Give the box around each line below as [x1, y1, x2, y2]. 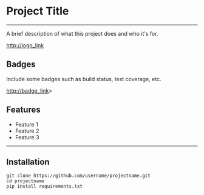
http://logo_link [6, 41, 44, 49]
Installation [6, 156, 50, 167]
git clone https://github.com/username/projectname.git [6, 173, 151, 179]
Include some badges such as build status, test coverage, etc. [6, 75, 161, 82]
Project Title [6, 4, 69, 18]
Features [6, 105, 41, 115]
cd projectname [6, 178, 45, 184]
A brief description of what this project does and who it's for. [6, 30, 158, 37]
